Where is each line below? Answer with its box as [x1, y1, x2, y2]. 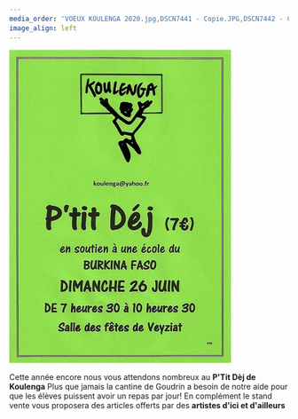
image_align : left [9, 23, 77, 33]
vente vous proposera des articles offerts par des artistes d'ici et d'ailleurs [9, 399, 286, 410]
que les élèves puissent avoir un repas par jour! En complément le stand [9, 391, 273, 401]
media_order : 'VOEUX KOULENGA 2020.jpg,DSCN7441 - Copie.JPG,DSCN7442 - [9, 14, 284, 23]
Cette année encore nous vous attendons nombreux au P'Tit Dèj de [9, 371, 256, 382]
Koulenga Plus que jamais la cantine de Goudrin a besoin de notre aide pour [9, 381, 288, 391]
